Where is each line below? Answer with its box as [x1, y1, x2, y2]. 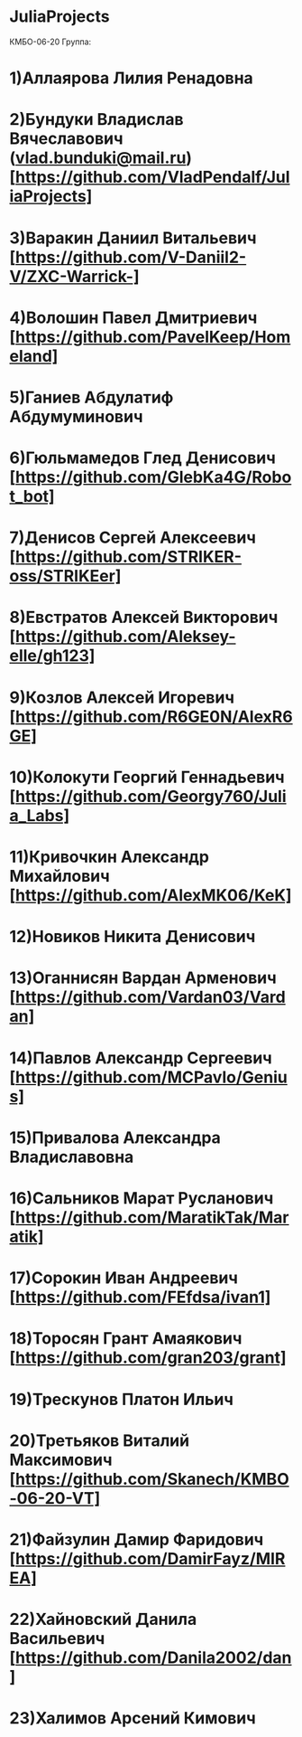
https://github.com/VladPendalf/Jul [14, 167, 290, 187]
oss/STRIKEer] [9, 566, 122, 587]
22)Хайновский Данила [9, 1610, 197, 1629]
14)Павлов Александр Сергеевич [9, 1047, 272, 1068]
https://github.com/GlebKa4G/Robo [14, 467, 292, 487]
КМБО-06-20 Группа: [9, 36, 92, 47]
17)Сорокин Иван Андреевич [9, 1268, 239, 1289]
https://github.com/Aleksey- [14, 627, 236, 647]
